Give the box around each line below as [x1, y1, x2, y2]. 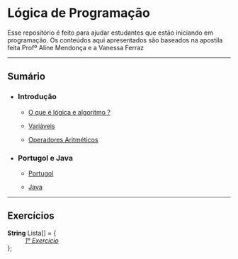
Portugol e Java [17, 153, 73, 163]
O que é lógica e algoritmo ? [28, 108, 111, 116]
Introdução [17, 92, 57, 102]
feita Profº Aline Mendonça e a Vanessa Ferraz [7, 43, 144, 52]
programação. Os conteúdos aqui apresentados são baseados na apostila [7, 35, 223, 44]
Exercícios [7, 210, 55, 222]
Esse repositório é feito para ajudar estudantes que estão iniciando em [7, 28, 214, 37]
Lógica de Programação [7, 5, 150, 21]
